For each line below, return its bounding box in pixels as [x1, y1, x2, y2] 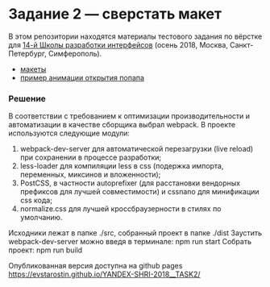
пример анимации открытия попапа [19, 73, 145, 82]
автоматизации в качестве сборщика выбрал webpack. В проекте [8, 120, 236, 130]
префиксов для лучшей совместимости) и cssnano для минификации [19, 187, 260, 197]
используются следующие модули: [8, 128, 131, 138]
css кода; [19, 195, 52, 206]
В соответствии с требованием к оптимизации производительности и [8, 111, 251, 121]
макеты [19, 64, 47, 73]
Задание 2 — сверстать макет [8, 5, 222, 23]
